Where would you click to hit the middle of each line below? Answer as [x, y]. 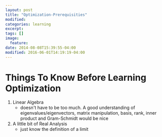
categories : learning [28, 24]
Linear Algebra [28, 102]
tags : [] [14, 33]
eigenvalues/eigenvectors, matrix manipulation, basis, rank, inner [88, 113]
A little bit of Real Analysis [40, 124]
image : [12, 39]
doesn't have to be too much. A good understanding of [78, 108]
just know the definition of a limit [54, 129]
